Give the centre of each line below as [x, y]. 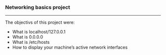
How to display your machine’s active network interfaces [70, 47]
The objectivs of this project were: [40, 22]
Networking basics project [38, 7]
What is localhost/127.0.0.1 [39, 32]
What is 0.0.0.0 [28, 37]
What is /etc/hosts [31, 42]
